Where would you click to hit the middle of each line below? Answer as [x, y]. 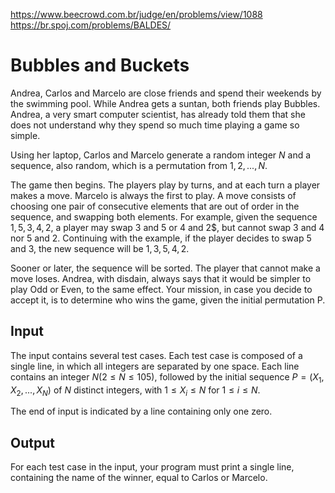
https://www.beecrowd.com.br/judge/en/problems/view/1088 [136, 14]
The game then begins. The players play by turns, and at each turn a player [165, 185]
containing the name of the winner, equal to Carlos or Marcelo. [139, 478]
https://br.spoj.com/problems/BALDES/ [91, 25]
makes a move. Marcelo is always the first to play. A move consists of [153, 195]
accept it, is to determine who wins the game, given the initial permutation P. [168, 300]
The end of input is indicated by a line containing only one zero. [141, 411]
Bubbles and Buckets [100, 65]
